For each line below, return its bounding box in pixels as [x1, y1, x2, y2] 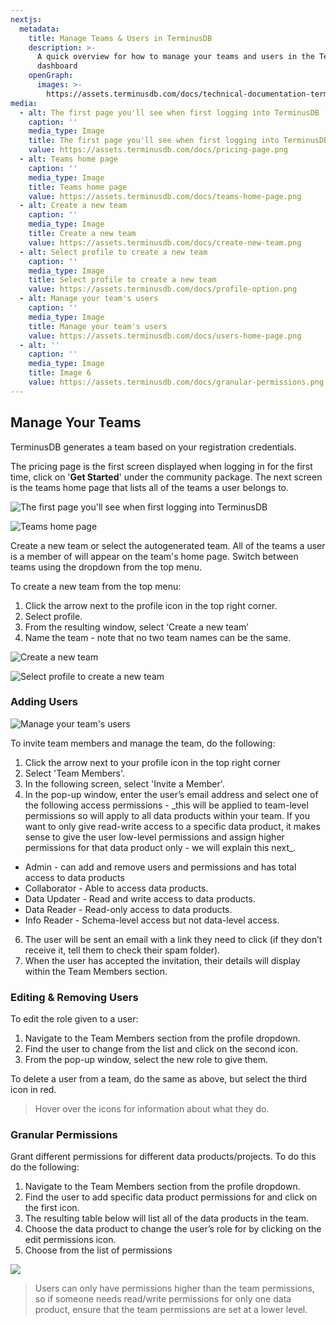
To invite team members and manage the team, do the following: [10, 737, 276, 749]
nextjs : [10, 14, 43, 25]
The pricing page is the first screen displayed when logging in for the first [10, 460, 313, 472]
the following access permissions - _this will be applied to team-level [24, 799, 309, 811]
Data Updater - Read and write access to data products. [24, 892, 256, 905]
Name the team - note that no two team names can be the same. [24, 631, 292, 643]
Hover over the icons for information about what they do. [34, 1103, 270, 1115]
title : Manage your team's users [28, 321, 168, 331]
